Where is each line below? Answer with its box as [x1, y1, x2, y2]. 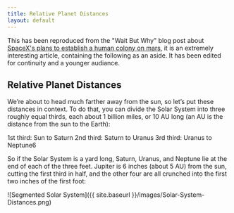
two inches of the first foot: [7, 177, 87, 186]
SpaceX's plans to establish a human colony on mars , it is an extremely [7, 44, 214, 52]
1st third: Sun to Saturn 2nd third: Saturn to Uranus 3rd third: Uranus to [7, 134, 213, 142]
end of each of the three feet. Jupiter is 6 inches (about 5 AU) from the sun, [7, 162, 227, 171]
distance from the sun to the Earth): [7, 120, 111, 129]
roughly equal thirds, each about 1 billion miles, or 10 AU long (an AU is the [7, 112, 223, 121]
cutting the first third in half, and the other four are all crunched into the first [7, 169, 228, 178]
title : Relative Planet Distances [7, 10, 109, 18]
